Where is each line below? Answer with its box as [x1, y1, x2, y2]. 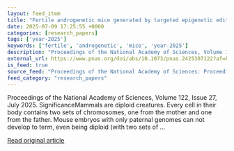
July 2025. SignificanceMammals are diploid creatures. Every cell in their [7, 101, 217, 109]
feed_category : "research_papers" [7, 74, 108, 82]
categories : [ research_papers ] [7, 29, 98, 37]
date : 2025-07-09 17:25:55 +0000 [7, 23, 104, 30]
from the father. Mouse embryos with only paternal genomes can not [7, 116, 205, 124]
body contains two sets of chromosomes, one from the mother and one [7, 108, 212, 116]
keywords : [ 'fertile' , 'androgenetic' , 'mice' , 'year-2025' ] [7, 42, 189, 49]
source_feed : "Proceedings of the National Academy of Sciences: [7, 68, 201, 75]
